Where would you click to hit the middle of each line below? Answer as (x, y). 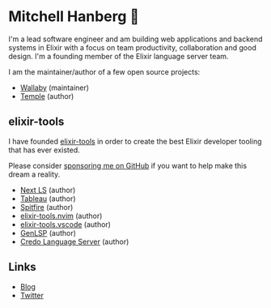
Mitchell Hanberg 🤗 (74, 17)
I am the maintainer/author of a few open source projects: (104, 71)
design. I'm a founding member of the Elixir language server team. (119, 56)
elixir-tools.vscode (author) (66, 224)
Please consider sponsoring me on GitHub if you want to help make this (128, 165)
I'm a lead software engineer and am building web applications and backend (135, 39)
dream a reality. (34, 174)
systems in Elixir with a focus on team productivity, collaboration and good (132, 47)
